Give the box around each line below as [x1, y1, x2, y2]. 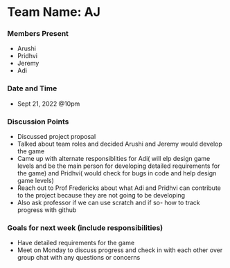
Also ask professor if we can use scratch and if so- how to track [17, 198, 201, 207]
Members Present [7, 29, 69, 39]
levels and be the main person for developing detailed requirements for [17, 162, 220, 170]
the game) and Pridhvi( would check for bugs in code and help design [17, 169, 217, 178]
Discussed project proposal [17, 133, 96, 141]
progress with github [17, 206, 77, 214]
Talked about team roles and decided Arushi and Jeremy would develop [17, 140, 223, 149]
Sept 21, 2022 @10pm [17, 99, 80, 108]
